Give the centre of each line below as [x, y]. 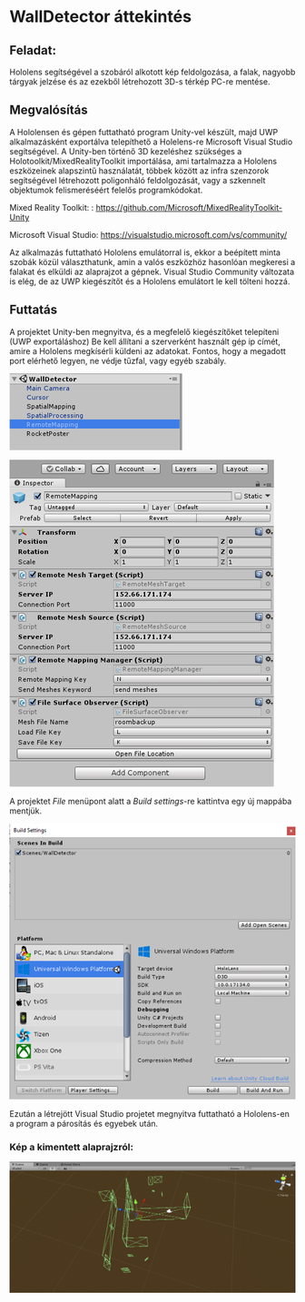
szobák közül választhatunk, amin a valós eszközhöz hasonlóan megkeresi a [152, 261]
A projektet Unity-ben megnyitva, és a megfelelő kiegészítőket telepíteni [144, 331]
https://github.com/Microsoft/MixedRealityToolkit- [189, 207]
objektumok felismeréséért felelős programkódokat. [106, 190]
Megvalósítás [49, 110]
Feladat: [33, 50]
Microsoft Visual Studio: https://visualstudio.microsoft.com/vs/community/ [148, 234]
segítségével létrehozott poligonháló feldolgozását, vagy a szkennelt [138, 180]
